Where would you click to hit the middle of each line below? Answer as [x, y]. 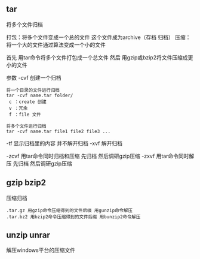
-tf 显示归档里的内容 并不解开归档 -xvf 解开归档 [64, 143]
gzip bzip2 [26, 183]
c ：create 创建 [27, 102]
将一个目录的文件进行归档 [33, 90]
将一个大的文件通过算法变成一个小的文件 [56, 44]
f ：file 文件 [25, 115]
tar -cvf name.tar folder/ [40, 95]
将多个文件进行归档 [26, 126]
